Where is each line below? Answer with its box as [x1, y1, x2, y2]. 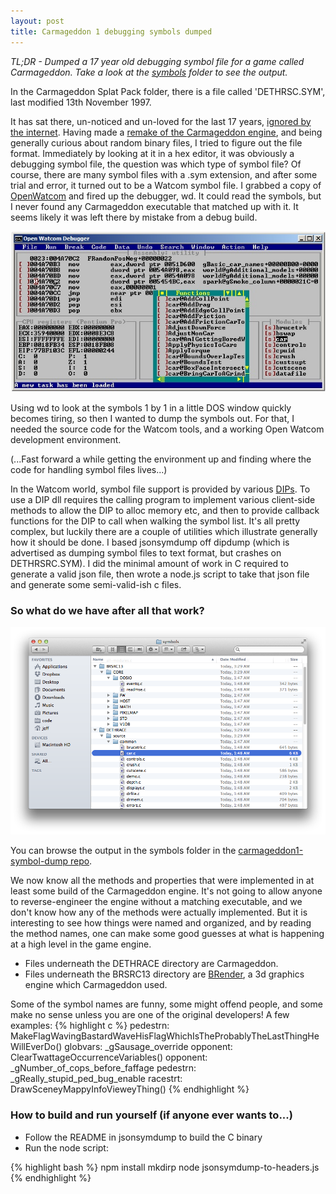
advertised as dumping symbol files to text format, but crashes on [10, 546, 282, 559]
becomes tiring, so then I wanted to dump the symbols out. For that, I [10, 412, 295, 424]
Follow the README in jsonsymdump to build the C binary [24, 1131, 263, 1143]
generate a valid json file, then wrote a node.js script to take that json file [10, 568, 310, 580]
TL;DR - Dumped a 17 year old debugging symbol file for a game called [10, 55, 305, 67]
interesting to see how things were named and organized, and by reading [10, 917, 312, 929]
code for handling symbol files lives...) [10, 463, 168, 475]
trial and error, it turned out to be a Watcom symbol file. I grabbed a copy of [10, 179, 322, 191]
